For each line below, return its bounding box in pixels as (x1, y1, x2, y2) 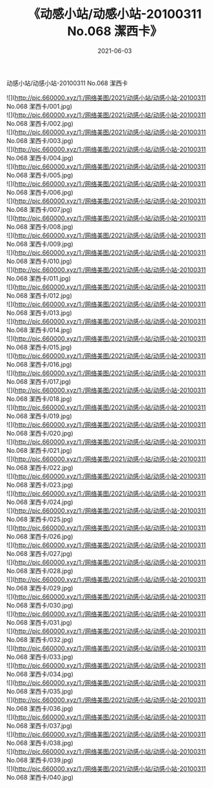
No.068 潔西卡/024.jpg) (6, 498, 74, 506)
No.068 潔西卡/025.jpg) (6, 515, 74, 523)
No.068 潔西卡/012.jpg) (6, 291, 73, 299)
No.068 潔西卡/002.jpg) (6, 119, 74, 127)
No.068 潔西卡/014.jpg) (6, 326, 73, 334)
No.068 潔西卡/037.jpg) (6, 721, 73, 730)
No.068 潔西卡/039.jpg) (6, 756, 74, 764)
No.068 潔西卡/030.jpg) (6, 601, 74, 609)
